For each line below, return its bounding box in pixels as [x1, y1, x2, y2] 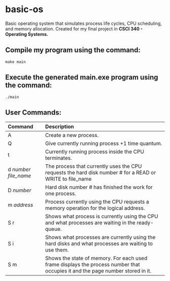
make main [5, 59, 26, 64]
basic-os [5, 4, 44, 15]
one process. [45, 190, 76, 197]
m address [8, 201, 33, 208]
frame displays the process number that [45, 261, 140, 268]
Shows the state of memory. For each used [45, 255, 148, 262]
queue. [45, 226, 62, 233]
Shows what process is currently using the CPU [45, 213, 158, 220]
